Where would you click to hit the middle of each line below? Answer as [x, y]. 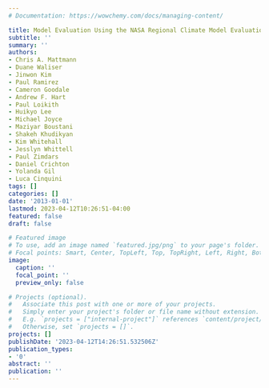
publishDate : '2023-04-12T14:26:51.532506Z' [84, 342]
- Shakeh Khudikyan [41, 134]
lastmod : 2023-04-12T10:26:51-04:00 [69, 209]
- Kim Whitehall [35, 142]
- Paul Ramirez [34, 82]
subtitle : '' [30, 38]
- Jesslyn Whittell [41, 149]
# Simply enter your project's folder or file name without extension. [134, 312]
